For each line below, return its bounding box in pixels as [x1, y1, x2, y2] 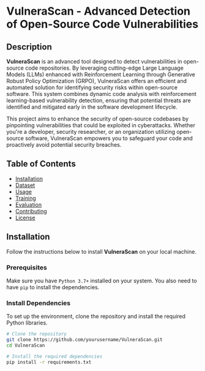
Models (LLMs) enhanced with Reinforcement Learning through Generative [6, 71, 196, 78]
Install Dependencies [6, 298, 71, 307]
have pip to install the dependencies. [6, 283, 100, 291]
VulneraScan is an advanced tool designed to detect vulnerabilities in [6, 58, 182, 65]
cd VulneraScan [6, 342, 45, 348]
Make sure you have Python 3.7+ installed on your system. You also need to [6, 277, 197, 284]
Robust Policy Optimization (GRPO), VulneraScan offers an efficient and [6, 78, 187, 84]
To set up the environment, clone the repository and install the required [6, 313, 185, 320]
